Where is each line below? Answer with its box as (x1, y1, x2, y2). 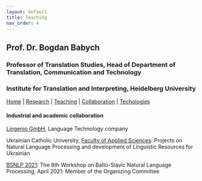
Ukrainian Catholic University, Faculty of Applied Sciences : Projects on (6, 137, 183, 144)
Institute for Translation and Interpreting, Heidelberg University (6, 84, 197, 92)
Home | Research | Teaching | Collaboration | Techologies (6, 98, 150, 105)
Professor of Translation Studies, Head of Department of (6, 60, 176, 69)
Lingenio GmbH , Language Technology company (6, 125, 128, 133)
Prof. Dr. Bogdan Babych (6, 42, 100, 52)
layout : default (6, 8, 47, 15)
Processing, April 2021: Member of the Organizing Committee (6, 168, 160, 175)
